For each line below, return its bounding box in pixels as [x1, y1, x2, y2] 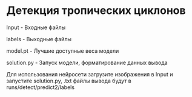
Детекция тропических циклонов [6, 4, 186, 18]
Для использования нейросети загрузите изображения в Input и [6, 70, 174, 78]
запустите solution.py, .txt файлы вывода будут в [6, 77, 131, 84]
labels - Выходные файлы [6, 35, 71, 42]
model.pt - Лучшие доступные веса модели [6, 47, 119, 55]
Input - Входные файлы [6, 24, 66, 31]
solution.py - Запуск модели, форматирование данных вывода [6, 59, 168, 66]
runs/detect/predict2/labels [6, 83, 74, 91]
